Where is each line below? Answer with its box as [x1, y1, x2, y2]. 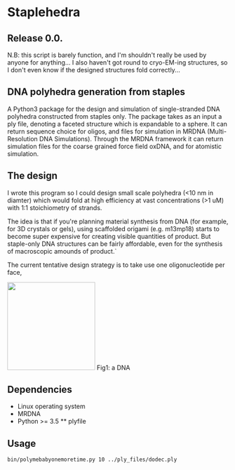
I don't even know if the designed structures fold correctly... [7, 66, 180, 74]
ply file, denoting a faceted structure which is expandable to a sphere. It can [7, 119, 228, 128]
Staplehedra [7, 4, 81, 20]
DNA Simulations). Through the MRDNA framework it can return [39, 134, 224, 143]
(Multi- [206, 127, 227, 136]
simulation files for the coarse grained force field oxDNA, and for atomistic [7, 142, 222, 150]
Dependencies [7, 384, 72, 396]
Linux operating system [17, 402, 86, 411]
